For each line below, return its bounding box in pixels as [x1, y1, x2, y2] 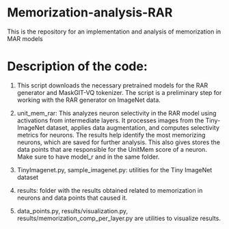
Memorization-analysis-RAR [7, 5, 173, 21]
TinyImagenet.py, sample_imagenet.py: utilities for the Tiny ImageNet [16, 165, 213, 174]
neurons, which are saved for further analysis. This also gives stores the [16, 138, 221, 146]
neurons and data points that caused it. [16, 193, 128, 202]
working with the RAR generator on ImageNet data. [16, 96, 161, 104]
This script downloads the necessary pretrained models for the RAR [16, 81, 208, 90]
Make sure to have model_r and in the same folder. [16, 152, 160, 161]
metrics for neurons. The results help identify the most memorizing [16, 131, 206, 139]
